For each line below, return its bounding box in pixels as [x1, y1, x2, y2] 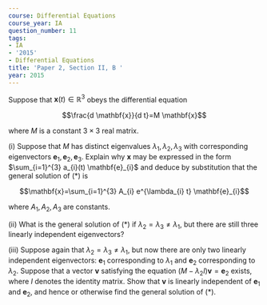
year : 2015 [8, 71, 45, 79]
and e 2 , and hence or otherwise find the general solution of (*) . [8, 287, 217, 299]
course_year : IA [8, 19, 62, 27]
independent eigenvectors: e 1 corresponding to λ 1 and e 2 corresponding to [8, 255, 256, 267]
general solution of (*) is [8, 171, 89, 180]
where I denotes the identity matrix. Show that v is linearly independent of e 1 [8, 276, 261, 288]
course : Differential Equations [8, 11, 116, 20]
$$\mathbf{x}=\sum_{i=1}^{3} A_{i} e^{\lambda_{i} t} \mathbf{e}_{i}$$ [19, 186, 249, 196]
